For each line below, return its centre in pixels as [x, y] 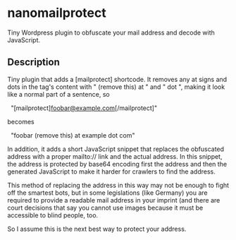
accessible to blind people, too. [53, 215]
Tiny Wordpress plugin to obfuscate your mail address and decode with [111, 32]
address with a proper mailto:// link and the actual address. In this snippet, [115, 156]
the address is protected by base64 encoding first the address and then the [117, 164]
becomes [21, 121]
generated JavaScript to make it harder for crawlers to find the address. [112, 172]
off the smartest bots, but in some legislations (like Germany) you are [107, 193]
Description [33, 62]
